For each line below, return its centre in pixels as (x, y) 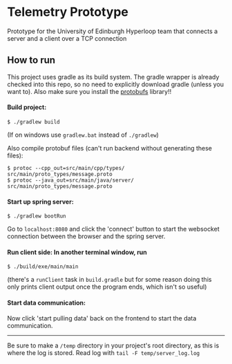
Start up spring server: (40, 202)
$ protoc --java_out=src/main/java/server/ (71, 180)
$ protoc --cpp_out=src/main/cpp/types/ (66, 168)
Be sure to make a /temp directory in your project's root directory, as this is (113, 345)
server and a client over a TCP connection (67, 38)
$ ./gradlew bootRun (37, 216)
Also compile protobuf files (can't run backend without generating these (110, 148)
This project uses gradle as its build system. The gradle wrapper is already (113, 77)
